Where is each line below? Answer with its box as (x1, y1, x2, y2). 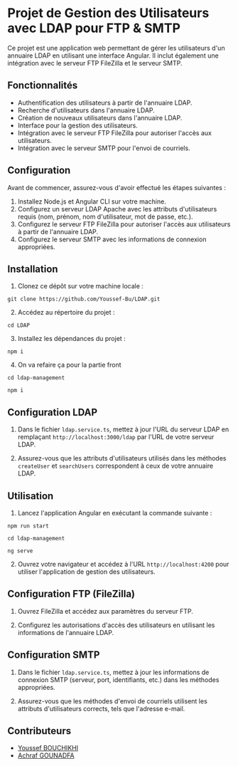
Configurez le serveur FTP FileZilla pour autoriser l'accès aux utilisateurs (17, 219, 231, 229)
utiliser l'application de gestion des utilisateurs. (17, 567, 156, 576)
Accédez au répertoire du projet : (17, 308, 115, 317)
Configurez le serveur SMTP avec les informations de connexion (17, 235, 207, 243)
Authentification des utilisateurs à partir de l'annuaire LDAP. (17, 98, 193, 107)
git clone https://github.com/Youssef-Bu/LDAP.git (7, 295, 161, 303)
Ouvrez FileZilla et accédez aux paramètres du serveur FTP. (17, 607, 194, 615)
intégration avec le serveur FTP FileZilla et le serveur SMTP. (7, 58, 183, 67)
